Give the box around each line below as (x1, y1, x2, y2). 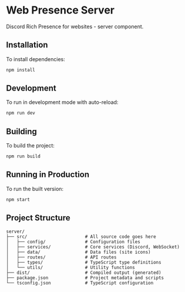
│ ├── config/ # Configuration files (6, 239, 141, 244)
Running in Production (6, 170, 90, 180)
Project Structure (6, 213, 70, 223)
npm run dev (6, 110, 35, 116)
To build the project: (6, 142, 55, 149)
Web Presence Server (6, 4, 115, 17)
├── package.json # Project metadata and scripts (6, 274, 164, 281)
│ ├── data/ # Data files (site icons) (6, 249, 151, 255)
